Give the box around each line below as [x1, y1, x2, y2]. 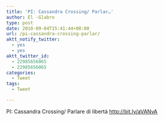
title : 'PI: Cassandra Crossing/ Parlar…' [6, 8, 114, 15]
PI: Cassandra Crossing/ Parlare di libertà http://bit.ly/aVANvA [6, 108, 158, 115]
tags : [6, 81, 20, 87]
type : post [6, 20, 34, 26]
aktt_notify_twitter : [6, 36, 60, 42]
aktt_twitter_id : [6, 53, 50, 59]
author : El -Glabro [6, 14, 55, 20]
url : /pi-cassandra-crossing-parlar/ [6, 31, 101, 37]
